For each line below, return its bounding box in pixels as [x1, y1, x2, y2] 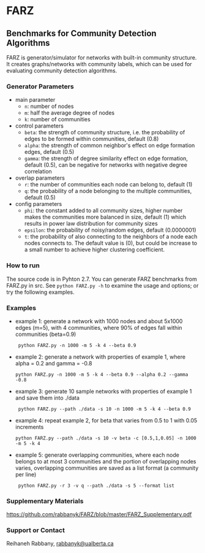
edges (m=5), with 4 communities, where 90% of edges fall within [15, 324, 182, 331]
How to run [6, 261, 40, 270]
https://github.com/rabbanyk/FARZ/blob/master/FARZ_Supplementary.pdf [6, 511, 192, 518]
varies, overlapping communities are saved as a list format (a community [15, 464, 199, 471]
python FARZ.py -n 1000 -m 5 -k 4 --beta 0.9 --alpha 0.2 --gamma [15, 372, 188, 378]
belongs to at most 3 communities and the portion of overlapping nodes [15, 457, 197, 465]
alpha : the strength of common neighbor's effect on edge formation [24, 142, 195, 149]
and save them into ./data [15, 394, 80, 402]
